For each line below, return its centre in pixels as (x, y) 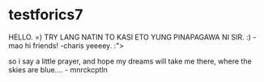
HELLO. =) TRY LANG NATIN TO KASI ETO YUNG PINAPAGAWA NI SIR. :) (130, 37)
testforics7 (46, 15)
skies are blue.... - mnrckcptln (58, 69)
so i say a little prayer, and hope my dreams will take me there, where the (130, 61)
